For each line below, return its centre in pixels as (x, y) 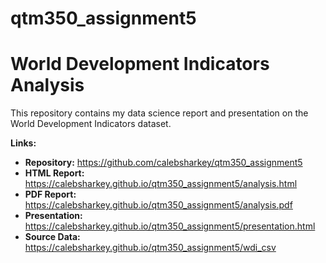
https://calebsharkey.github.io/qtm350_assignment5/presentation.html (170, 226)
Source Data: (52, 237)
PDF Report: (50, 194)
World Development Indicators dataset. (91, 124)
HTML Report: (54, 173)
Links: (23, 143)
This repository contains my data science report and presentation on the (159, 113)
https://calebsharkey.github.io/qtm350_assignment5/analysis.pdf (158, 205)
